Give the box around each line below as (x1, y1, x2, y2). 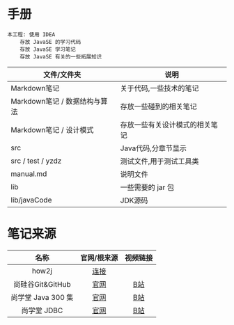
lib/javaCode (10, 195, 52, 205)
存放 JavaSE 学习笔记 (19, 46, 77, 53)
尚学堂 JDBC (21, 306, 63, 315)
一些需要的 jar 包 (120, 182, 175, 192)
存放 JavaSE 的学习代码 (19, 38, 81, 45)
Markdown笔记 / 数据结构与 (10, 96, 101, 106)
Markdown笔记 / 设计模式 (10, 125, 94, 134)
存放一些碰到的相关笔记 (120, 102, 197, 111)
